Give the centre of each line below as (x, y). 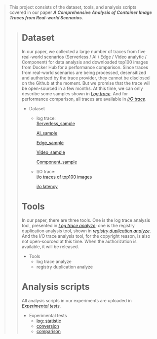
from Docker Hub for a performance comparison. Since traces (85, 67)
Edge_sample (50, 142)
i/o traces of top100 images (64, 177)
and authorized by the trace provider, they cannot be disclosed (86, 78)
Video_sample (51, 152)
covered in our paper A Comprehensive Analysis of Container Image (81, 12)
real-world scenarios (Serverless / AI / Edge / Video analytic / (84, 57)
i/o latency (47, 186)
